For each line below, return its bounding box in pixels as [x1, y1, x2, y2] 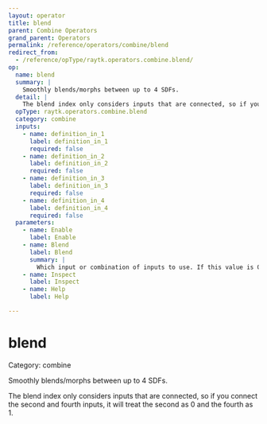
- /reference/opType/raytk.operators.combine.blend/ [15, 56, 194, 64]
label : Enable [29, 234, 77, 242]
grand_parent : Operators [8, 33, 91, 42]
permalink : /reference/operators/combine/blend [8, 41, 169, 49]
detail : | [15, 93, 48, 101]
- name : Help [22, 286, 66, 294]
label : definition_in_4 [29, 204, 109, 212]
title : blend [8, 19, 52, 27]
